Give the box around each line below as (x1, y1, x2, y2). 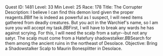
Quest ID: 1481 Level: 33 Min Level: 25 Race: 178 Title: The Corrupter (5, 4, 143, 10)
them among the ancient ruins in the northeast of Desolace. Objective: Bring (5, 40, 158, 46)
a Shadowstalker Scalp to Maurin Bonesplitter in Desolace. (5, 46, 123, 51)
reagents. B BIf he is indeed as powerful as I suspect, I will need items (5, 15, 143, 20)
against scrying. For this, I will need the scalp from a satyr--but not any (5, 30, 147, 36)
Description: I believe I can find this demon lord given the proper (5, 9, 134, 15)
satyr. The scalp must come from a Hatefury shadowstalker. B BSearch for (5, 35, 152, 41)
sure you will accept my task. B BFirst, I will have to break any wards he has (5, 25, 154, 31)
